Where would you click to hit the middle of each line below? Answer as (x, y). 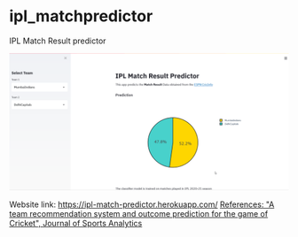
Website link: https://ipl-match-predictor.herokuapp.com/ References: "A (142, 204)
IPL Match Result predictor (58, 41)
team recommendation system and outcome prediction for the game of (139, 214)
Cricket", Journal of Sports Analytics (76, 223)
